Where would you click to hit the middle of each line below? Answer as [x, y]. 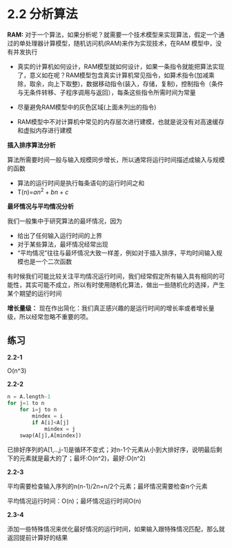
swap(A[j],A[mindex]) [50, 436]
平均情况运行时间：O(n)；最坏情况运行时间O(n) [74, 500]
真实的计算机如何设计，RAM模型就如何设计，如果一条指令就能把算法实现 [121, 66]
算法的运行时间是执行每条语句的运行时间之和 [81, 183]
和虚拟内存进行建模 [45, 130]
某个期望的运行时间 [35, 293]
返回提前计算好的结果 [37, 537]
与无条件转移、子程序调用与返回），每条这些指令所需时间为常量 [106, 92]
